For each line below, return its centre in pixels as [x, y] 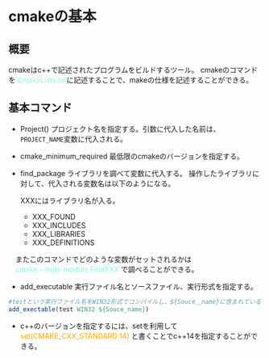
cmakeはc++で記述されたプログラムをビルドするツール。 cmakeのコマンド [133, 70]
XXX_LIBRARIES [59, 234]
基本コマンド [40, 108]
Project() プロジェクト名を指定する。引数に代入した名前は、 [120, 128]
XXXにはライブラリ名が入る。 [70, 200]
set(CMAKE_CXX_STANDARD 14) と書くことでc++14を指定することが [135, 335]
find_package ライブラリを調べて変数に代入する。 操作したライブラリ [136, 173]
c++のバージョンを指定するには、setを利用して [99, 326]
